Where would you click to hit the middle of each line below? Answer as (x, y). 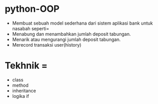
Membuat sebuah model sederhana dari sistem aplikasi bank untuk (83, 23)
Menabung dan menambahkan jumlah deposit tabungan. (71, 34)
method (20, 85)
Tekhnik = (26, 66)
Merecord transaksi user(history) (47, 45)
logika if (20, 96)
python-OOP (32, 9)
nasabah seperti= (31, 28)
